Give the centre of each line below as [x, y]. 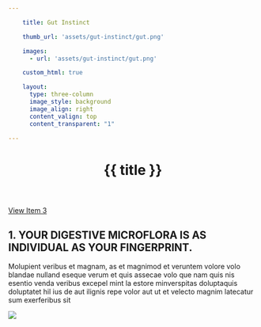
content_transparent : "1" [72, 124]
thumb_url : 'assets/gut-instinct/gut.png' [93, 36]
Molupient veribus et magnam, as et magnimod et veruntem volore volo [125, 267]
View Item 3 [28, 210]
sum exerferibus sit [40, 300]
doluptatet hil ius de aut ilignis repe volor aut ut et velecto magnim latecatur [131, 292]
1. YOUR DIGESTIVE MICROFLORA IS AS [108, 235]
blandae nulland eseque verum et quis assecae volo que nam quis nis [121, 275]
